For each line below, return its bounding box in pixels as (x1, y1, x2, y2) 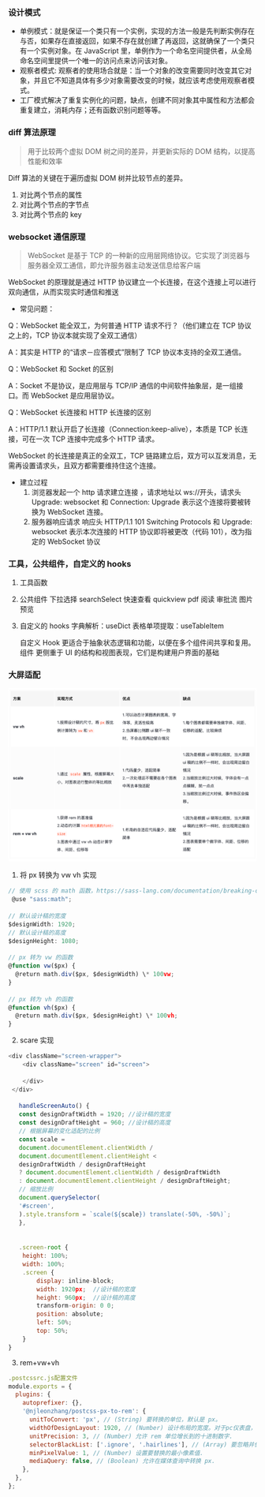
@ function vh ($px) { (8, 1004, 77, 1012)
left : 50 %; (36, 1319, 73, 1327)
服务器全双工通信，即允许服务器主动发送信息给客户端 (27, 260, 201, 270)
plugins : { (15, 1390, 51, 1398)
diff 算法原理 (8, 127, 57, 138)
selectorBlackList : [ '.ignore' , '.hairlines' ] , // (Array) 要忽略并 (28, 1440, 255, 1449)
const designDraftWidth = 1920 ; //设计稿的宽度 (18, 1110, 171, 1118)
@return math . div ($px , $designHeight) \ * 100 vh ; (15, 1012, 178, 1020)
